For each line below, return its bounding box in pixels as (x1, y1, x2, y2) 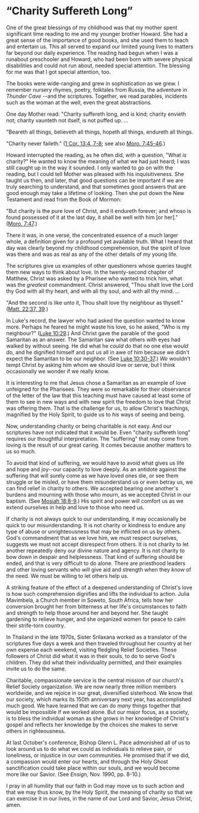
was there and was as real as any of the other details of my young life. (6, 251, 178, 258)
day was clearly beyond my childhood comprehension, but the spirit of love (6, 244, 191, 251)
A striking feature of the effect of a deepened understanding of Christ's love (6, 583, 192, 591)
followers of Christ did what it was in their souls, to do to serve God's (6, 652, 175, 660)
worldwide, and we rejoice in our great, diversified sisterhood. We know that (6, 689, 193, 696)
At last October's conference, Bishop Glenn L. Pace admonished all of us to (6, 738, 191, 746)
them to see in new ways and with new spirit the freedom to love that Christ (6, 398, 191, 405)
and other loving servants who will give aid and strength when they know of (6, 565, 191, 573)
